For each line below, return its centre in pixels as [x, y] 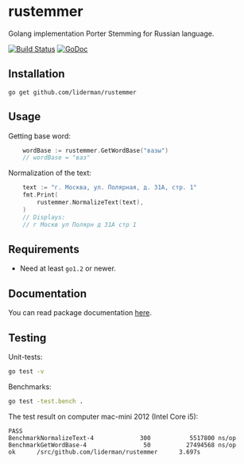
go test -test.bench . [46, 401]
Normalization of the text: [50, 173]
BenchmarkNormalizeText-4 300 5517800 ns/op [122, 438]
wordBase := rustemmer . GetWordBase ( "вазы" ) [96, 150]
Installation [37, 74]
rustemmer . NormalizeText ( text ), [91, 203]
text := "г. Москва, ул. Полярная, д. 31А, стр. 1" [110, 188]
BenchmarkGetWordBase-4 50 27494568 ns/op [122, 445]
